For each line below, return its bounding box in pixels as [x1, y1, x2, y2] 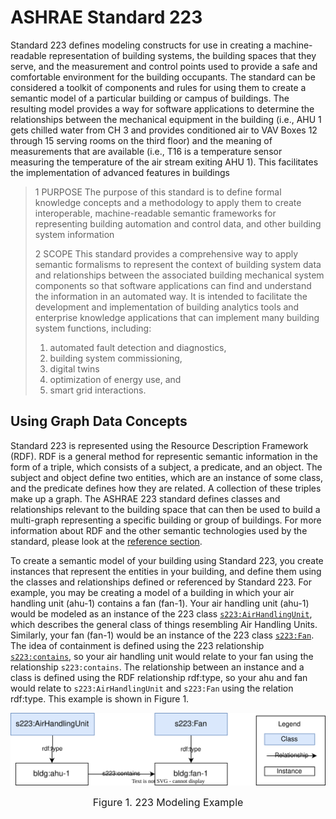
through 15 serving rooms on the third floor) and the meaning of [10, 134, 273, 146]
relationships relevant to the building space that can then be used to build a [10, 503, 321, 515]
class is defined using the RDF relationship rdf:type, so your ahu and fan [10, 671, 308, 683]
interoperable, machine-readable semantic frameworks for [34, 207, 277, 219]
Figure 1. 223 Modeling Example [92, 796, 244, 810]
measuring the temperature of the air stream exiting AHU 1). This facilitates [10, 156, 319, 168]
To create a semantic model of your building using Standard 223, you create [10, 554, 324, 566]
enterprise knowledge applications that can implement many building [34, 311, 320, 323]
